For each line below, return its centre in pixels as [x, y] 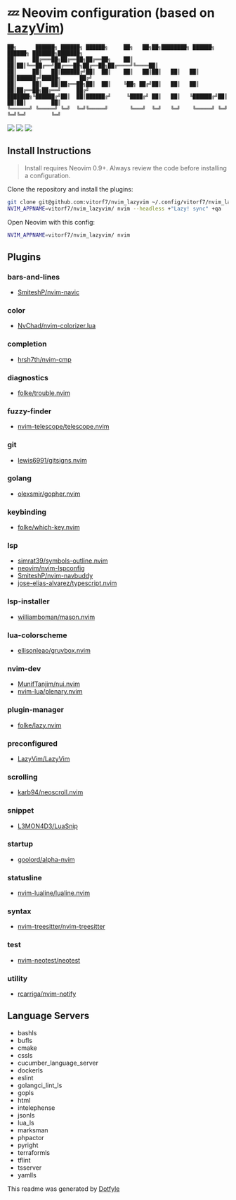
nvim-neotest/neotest [49, 960]
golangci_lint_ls [40, 1085]
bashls [27, 1032]
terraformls [34, 1152]
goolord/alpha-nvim [46, 859]
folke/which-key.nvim [48, 527]
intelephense [36, 1108]
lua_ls [26, 1123]
